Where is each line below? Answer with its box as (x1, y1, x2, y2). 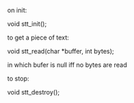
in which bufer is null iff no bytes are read (7, 61, 128, 69)
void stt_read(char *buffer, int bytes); (7, 47, 114, 55)
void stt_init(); (7, 20, 47, 28)
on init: (7, 6, 27, 14)
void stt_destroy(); (7, 88, 60, 96)
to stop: (7, 74, 29, 83)
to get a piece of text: (7, 33, 69, 42)
